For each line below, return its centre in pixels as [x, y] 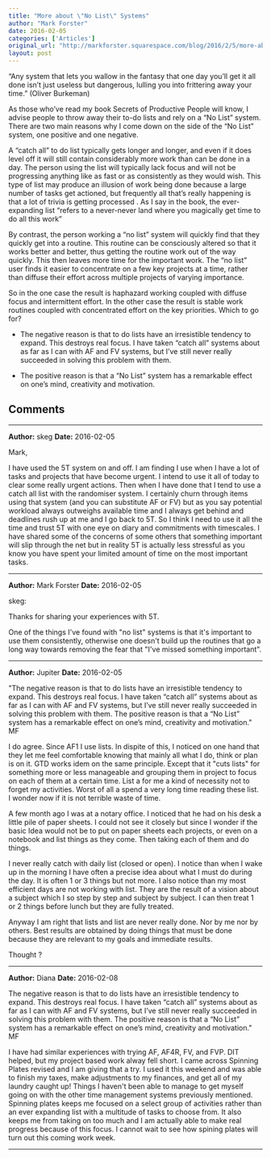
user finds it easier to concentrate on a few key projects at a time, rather [128, 269]
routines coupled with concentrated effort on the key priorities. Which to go [134, 310]
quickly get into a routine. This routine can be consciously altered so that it [132, 243]
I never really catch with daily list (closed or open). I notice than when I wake [135, 863]
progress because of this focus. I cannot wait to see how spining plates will [133, 1129]
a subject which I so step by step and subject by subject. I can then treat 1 [131, 898]
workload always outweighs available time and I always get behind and [126, 510]
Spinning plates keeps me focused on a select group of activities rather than [135, 1103]
